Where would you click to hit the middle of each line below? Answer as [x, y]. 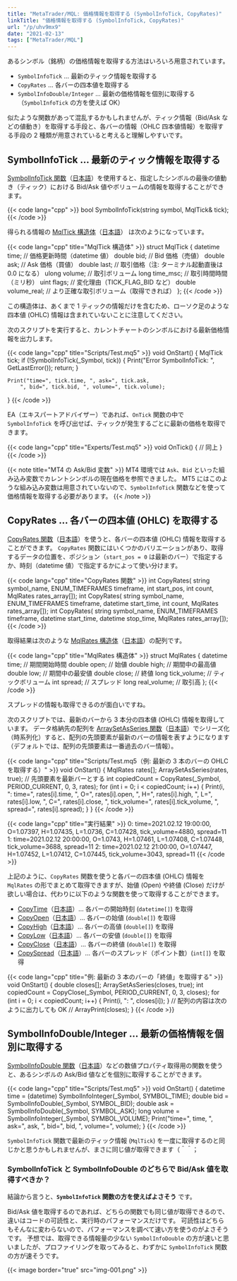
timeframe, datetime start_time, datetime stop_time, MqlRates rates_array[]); [118, 618]
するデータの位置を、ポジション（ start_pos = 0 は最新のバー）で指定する [115, 556]
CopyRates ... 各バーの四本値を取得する [73, 85]
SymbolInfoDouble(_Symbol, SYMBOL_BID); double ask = [91, 1103]
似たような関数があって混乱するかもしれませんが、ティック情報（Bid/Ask [114, 118]
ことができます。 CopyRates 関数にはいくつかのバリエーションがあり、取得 [116, 547]
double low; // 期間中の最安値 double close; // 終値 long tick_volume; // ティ [116, 673]
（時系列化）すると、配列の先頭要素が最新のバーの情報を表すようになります [119, 737]
